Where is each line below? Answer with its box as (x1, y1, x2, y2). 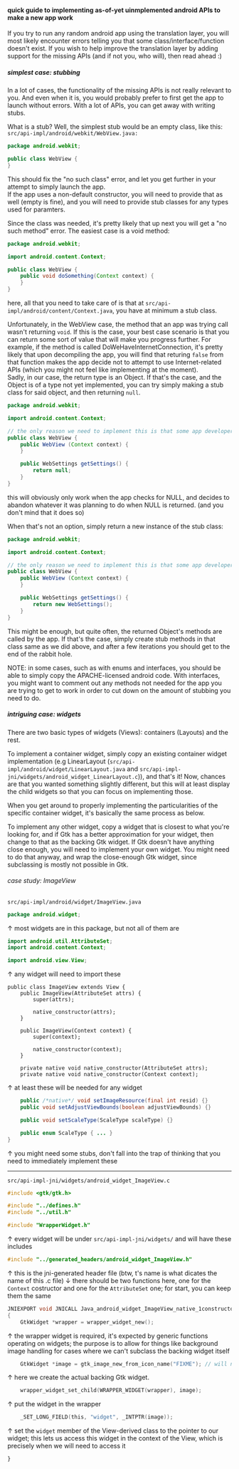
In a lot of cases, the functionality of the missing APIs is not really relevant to (7, 86, 232, 95)
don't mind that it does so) (7, 508, 85, 516)
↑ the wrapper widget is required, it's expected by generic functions (7, 1332, 208, 1340)
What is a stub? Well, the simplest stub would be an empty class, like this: (7, 122, 223, 131)
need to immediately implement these (7, 1156, 118, 1165)
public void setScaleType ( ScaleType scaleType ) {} (20, 1117, 174, 1124)
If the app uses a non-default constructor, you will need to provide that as (7, 189, 223, 199)
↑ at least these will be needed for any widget (7, 1083, 142, 1092)
